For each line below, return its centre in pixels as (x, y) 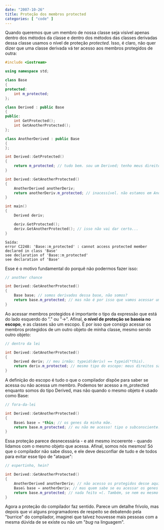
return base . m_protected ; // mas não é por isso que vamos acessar (84, 300)
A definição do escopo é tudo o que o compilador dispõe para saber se (77, 380)
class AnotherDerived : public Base (42, 139)
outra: (11, 53)
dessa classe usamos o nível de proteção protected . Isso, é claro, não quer (81, 43)
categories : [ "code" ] (29, 19)
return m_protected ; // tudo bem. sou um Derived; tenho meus (78, 166)
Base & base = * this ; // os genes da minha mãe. (63, 422)
